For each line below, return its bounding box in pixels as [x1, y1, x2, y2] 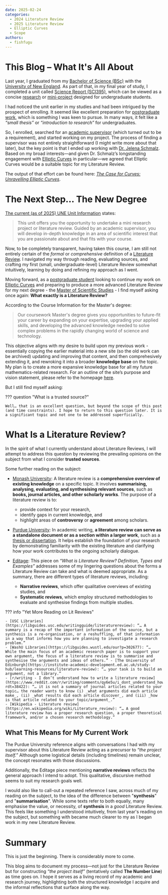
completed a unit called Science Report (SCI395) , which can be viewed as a [5, 88, 161, 94]
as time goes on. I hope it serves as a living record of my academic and [5, 873, 152, 880]
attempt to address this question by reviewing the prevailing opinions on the [5, 450, 161, 456]
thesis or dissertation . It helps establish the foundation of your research [12, 537, 160, 543]
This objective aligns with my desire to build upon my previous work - [5, 342, 148, 348]
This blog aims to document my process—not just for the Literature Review [5, 863, 159, 869]
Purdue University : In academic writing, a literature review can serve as [12, 526, 161, 532]
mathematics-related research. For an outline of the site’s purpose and [5, 369, 150, 375]
